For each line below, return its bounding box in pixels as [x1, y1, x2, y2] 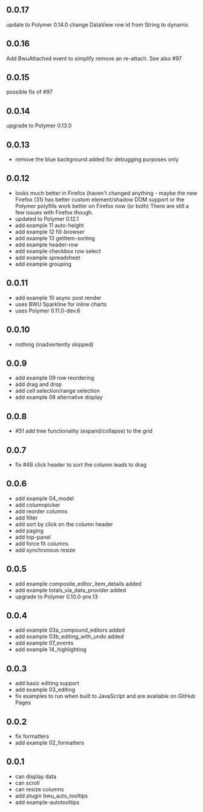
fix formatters [15, 732, 50, 740]
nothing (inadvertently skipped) [15, 340, 94, 348]
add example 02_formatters [15, 739, 84, 746]
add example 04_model [15, 495, 74, 502]
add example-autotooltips [15, 798, 80, 806]
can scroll [15, 779, 40, 787]
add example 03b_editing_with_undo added [15, 633, 124, 640]
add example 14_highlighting [15, 646, 87, 653]
